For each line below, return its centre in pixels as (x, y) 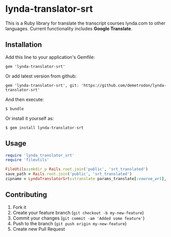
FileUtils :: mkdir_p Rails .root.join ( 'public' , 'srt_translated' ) (77, 169)
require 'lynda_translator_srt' (40, 155)
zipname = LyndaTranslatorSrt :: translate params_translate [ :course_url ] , (86, 179)
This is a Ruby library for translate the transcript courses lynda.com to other (85, 23)
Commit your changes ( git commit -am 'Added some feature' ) (79, 218)
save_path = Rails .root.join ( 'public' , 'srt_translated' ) (69, 174)
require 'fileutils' (27, 160)
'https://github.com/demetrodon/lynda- (124, 85)
